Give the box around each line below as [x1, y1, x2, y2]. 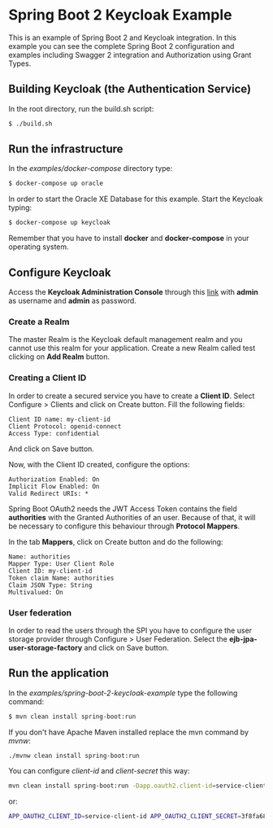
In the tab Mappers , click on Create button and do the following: [8, 537, 223, 546]
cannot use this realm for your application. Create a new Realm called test [8, 344, 256, 353]
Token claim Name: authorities [8, 574, 115, 582]
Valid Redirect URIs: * [8, 489, 89, 497]
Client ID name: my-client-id [8, 415, 111, 423]
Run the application [8, 666, 110, 681]
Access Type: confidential [8, 429, 100, 437]
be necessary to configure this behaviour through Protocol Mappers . [8, 521, 240, 531]
